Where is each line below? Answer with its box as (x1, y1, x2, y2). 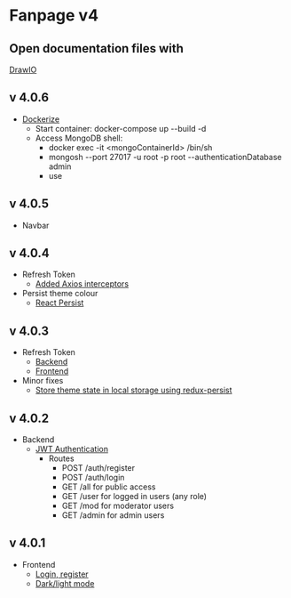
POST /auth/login (61, 473, 125, 483)
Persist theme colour (21, 288, 98, 299)
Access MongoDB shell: (35, 133, 123, 143)
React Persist (35, 297, 84, 308)
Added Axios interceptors (35, 279, 130, 289)
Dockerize (21, 113, 60, 125)
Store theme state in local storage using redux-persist (35, 384, 232, 396)
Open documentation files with (9, 41, 185, 56)
